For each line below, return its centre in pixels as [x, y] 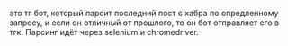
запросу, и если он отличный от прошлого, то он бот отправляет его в [144, 23]
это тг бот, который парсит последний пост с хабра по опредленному [144, 13]
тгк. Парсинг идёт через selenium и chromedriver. [104, 32]
